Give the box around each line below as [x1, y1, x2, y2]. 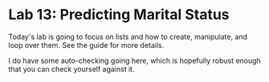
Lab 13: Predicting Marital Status [8, 6, 230, 24]
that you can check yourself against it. [8, 64, 135, 73]
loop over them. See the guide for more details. [8, 40, 165, 49]
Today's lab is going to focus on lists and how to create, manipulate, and [8, 32, 247, 41]
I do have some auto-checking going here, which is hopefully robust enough [8, 56, 261, 65]
